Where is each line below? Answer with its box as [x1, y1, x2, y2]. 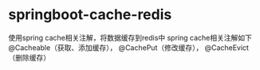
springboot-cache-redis [8, 6, 172, 24]
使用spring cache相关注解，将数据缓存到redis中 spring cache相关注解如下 [8, 33, 253, 42]
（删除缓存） [8, 52, 50, 62]
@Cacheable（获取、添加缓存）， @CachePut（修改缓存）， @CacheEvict [8, 42, 250, 52]
